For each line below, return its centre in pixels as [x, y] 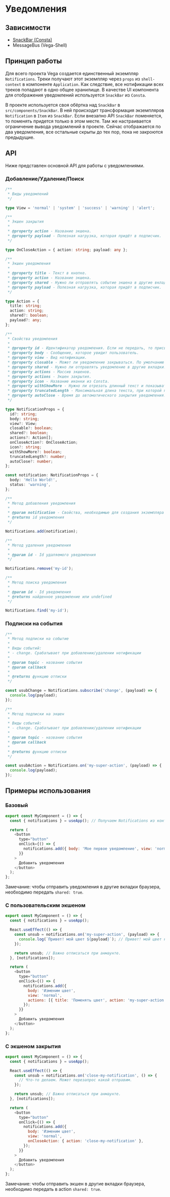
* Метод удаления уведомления [39, 545]
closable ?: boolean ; [31, 428]
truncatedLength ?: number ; [38, 456]
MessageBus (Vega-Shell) [40, 45]
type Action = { [22, 301]
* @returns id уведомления [36, 517]
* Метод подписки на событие [38, 639]
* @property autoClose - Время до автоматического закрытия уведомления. [87, 395]
